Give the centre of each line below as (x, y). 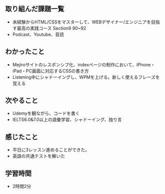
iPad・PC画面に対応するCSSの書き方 (50, 71)
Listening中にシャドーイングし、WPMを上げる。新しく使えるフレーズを (86, 77)
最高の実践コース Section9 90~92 (51, 28)
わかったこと (25, 52)
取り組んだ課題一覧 (35, 9)
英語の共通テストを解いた (39, 156)
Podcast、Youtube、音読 (38, 34)
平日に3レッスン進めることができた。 (51, 150)
